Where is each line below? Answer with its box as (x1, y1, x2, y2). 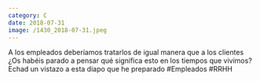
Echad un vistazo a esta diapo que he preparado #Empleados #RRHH (8, 64, 233, 74)
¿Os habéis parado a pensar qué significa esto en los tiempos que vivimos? (8, 56, 253, 65)
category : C (8, 11, 47, 20)
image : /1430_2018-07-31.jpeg (8, 26, 108, 34)
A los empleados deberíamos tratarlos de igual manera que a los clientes (8, 48, 244, 57)
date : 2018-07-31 (8, 19, 65, 27)
